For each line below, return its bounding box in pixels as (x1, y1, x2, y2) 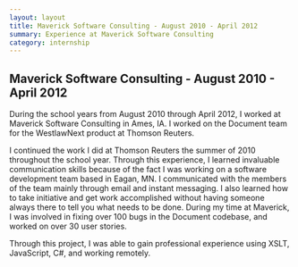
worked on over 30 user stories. (9, 221, 127, 232)
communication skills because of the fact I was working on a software (9, 164, 267, 175)
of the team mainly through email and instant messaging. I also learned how (9, 183, 289, 194)
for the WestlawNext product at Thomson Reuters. (9, 128, 195, 138)
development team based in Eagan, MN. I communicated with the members (9, 173, 287, 184)
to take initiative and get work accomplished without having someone (9, 193, 266, 204)
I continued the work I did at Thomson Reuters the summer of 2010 (9, 145, 257, 156)
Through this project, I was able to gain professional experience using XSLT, (9, 238, 290, 249)
